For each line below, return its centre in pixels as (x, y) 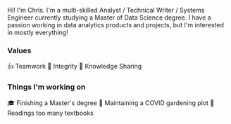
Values (19, 50)
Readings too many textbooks (50, 113)
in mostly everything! (38, 32)
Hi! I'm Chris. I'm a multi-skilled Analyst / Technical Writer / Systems (106, 10)
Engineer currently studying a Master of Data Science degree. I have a (109, 18)
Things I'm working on (46, 87)
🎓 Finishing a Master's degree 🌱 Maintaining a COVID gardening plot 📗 (111, 103)
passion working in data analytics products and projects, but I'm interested (115, 25)
